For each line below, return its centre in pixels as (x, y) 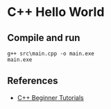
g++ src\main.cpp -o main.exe (51, 53)
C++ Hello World (56, 12)
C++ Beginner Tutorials (51, 97)
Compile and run (44, 38)
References (33, 81)
